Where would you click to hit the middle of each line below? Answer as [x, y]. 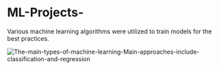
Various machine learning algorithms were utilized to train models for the [109, 31]
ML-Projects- [46, 13]
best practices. [28, 38]
